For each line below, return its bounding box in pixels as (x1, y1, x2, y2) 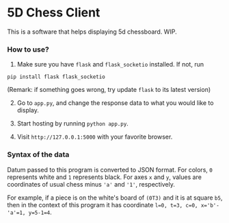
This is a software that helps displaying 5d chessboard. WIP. (7, 27, 177, 36)
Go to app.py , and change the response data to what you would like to (16, 99, 214, 107)
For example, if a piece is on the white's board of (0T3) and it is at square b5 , (7, 193, 223, 202)
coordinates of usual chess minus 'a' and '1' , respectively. (7, 180, 176, 188)
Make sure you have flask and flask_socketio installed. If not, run (16, 60, 204, 69)
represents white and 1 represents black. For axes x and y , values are (7, 173, 202, 181)
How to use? (7, 45, 49, 54)
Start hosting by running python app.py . (16, 119, 129, 128)
